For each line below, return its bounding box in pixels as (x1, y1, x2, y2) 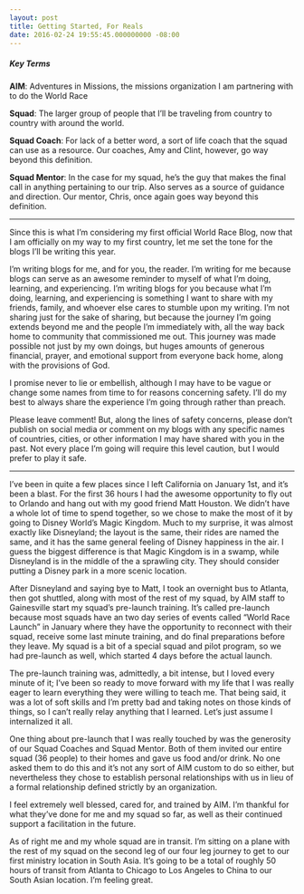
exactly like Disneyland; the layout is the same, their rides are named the (9, 527, 280, 538)
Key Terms (9, 58, 52, 69)
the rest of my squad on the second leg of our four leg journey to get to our (9, 846, 290, 857)
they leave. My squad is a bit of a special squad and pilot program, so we (9, 640, 282, 652)
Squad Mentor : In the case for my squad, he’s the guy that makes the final (9, 172, 287, 183)
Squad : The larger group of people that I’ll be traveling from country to (9, 108, 273, 119)
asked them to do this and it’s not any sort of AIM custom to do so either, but (9, 763, 294, 774)
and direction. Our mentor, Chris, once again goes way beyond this (9, 191, 260, 202)
